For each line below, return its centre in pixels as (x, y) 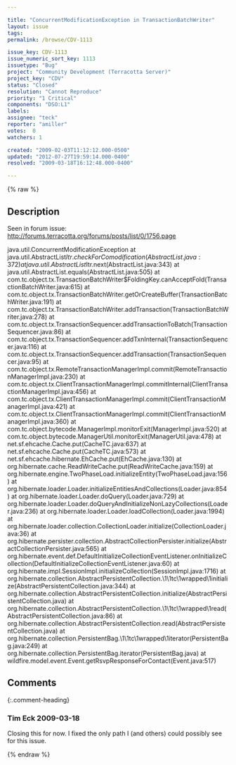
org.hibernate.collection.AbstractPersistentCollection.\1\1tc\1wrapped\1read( (117, 608)
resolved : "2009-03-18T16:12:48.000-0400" (70, 163)
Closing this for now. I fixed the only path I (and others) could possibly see (115, 733)
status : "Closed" (33, 85)
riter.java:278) (27, 317)
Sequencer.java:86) (36, 331)
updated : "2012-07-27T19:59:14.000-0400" (69, 157)
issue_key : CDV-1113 (38, 52)
